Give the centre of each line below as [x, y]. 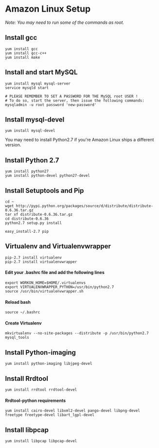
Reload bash [18, 302]
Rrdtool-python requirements [35, 400]
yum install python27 [27, 172]
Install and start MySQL [41, 72]
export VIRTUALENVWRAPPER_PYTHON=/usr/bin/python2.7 [60, 287]
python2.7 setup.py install [34, 223]
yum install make [23, 57]
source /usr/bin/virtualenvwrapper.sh [44, 292]
